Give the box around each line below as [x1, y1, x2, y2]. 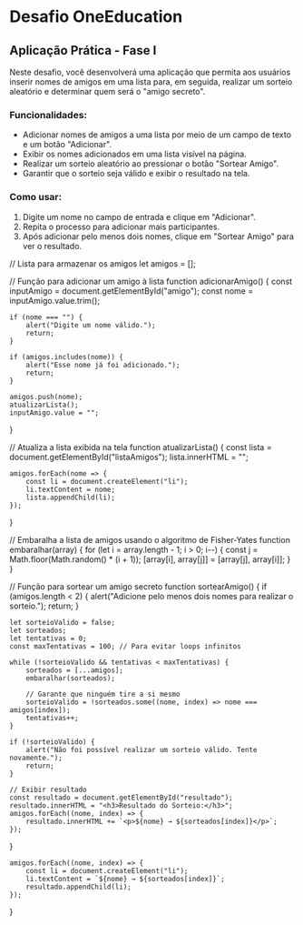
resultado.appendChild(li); [25, 882, 132, 891]
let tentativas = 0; [9, 634, 88, 643]
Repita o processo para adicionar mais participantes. [22, 221, 220, 232]
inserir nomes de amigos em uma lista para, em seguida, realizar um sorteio [9, 76, 293, 87]
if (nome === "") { [9, 312, 83, 322]
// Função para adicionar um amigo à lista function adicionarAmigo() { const [9, 276, 293, 287]
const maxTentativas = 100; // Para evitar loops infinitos [9, 641, 242, 651]
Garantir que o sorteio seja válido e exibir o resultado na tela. [22, 168, 250, 179]
